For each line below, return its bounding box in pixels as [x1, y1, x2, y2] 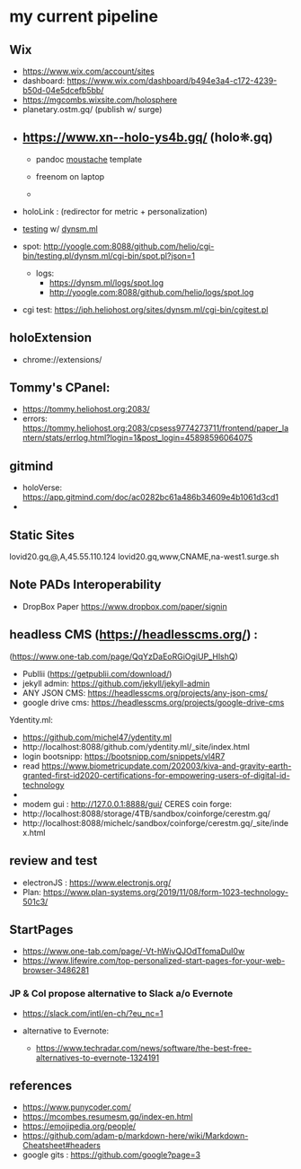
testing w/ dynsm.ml [22, 223, 99, 234]
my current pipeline [9, 6, 159, 27]
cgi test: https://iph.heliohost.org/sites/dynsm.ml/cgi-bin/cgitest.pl [22, 303, 269, 315]
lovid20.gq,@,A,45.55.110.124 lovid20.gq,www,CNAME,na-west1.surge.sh [9, 551, 279, 562]
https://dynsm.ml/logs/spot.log [49, 277, 164, 288]
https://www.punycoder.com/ [22, 1102, 132, 1112]
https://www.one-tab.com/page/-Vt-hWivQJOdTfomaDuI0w [22, 945, 245, 957]
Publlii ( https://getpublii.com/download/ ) [22, 668, 173, 679]
